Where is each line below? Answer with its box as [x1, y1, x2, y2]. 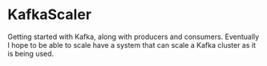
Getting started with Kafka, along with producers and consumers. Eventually [7, 32, 260, 41]
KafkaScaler [7, 6, 92, 24]
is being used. [7, 49, 55, 58]
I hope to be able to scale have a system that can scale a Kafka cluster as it [7, 40, 257, 49]
